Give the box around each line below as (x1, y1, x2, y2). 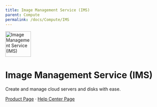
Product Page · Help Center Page (5, 96, 75, 102)
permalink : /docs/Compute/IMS (5, 17, 70, 22)
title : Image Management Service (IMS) (5, 7, 90, 13)
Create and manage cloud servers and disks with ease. (5, 86, 121, 92)
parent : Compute (5, 12, 40, 17)
